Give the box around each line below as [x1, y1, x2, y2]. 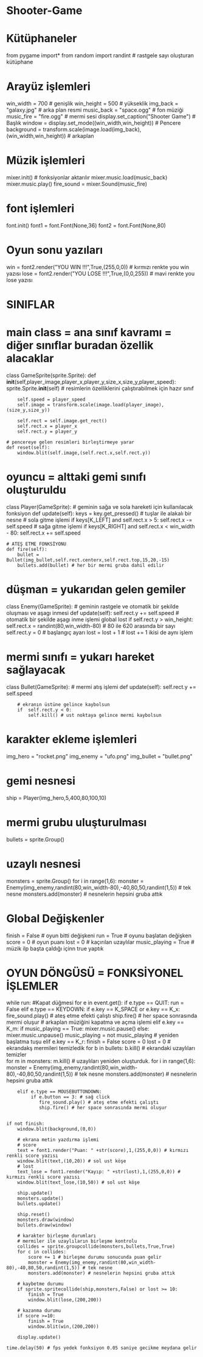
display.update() [17, 1334, 61, 1341]
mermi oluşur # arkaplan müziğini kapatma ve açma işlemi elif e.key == [6, 1018, 184, 1026]
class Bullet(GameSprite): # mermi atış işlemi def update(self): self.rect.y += [6, 683, 196, 690]
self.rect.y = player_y [17, 428, 78, 434]
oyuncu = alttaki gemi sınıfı [6, 470, 146, 484]
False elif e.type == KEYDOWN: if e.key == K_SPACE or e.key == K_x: [6, 1006, 181, 1013]
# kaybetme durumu [17, 1281, 64, 1287]
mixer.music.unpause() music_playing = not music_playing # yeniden [6, 1032, 179, 1039]
